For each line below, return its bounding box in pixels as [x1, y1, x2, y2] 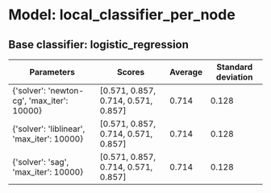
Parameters [29, 67, 75, 77]
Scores [116, 67, 145, 77]
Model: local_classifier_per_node [8, 6, 236, 24]
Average [169, 67, 203, 77]
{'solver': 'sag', [12, 157, 69, 167]
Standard [216, 62, 252, 72]
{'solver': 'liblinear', [12, 123, 85, 134]
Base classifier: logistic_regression [8, 38, 190, 51]
